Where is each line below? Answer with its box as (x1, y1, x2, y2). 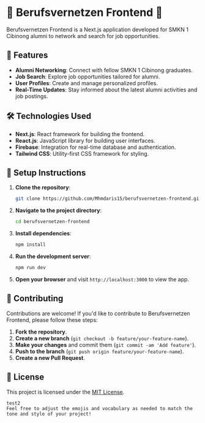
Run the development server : (15, 253, 91, 260)
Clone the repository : (15, 184, 71, 191)
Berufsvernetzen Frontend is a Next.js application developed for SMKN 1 (6, 26, 188, 33)
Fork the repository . (15, 328, 67, 335)
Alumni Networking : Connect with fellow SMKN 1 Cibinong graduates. (15, 66, 193, 74)
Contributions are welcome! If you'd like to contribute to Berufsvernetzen (6, 310, 190, 317)
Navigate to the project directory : (15, 207, 102, 214)
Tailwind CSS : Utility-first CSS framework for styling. (15, 150, 149, 157)
